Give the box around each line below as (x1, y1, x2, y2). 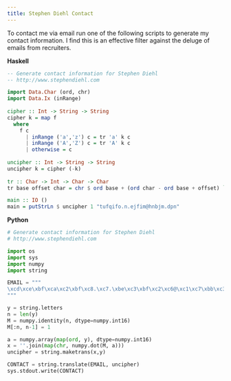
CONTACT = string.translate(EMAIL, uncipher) (7, 361, 140, 368)
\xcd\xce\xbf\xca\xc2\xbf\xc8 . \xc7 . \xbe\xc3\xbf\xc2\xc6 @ (7, 286, 177, 292)
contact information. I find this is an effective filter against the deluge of (7, 36, 210, 45)
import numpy (7, 260, 45, 268)
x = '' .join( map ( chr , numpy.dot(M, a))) (7, 343, 125, 349)
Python (7, 216, 29, 224)
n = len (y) (7, 310, 38, 318)
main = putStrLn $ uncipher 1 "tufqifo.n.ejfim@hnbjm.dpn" (7, 203, 180, 210)
